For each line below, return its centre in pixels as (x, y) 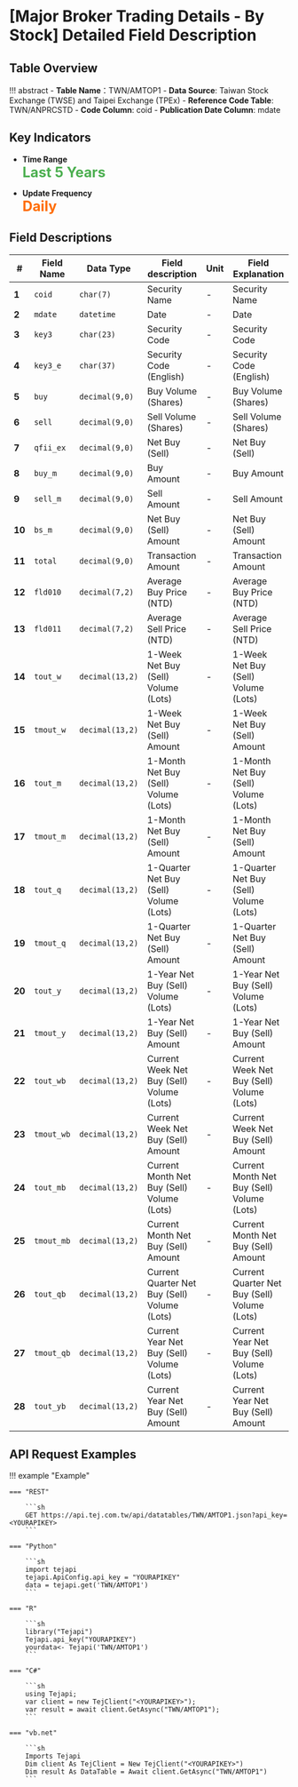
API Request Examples (73, 1455)
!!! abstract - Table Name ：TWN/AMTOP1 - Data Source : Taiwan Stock (139, 90)
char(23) (98, 334)
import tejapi (51, 1570)
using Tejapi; (51, 1695)
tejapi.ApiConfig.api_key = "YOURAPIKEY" (102, 1578)
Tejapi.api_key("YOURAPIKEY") (81, 1640)
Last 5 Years (64, 172)
